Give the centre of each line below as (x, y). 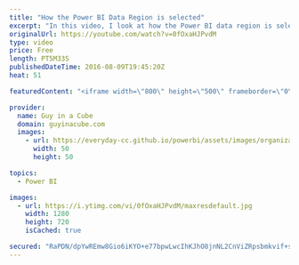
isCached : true (53, 231)
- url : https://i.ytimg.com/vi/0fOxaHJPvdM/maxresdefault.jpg (135, 205)
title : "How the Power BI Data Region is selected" (107, 17)
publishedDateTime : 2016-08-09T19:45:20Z (87, 68)
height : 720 (47, 222)
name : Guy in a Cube (55, 116)
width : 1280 (47, 214)
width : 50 (51, 149)
